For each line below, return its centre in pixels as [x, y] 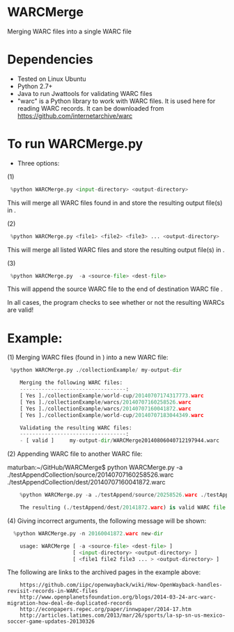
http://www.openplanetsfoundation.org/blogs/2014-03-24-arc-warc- [118, 597]
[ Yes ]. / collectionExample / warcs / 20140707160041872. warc [106, 409]
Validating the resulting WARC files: [76, 428]
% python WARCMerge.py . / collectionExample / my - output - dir [96, 370]
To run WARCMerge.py [75, 144]
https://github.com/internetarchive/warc [75, 116]
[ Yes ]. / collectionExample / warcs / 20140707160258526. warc [106, 402]
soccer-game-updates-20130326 [51, 622]
